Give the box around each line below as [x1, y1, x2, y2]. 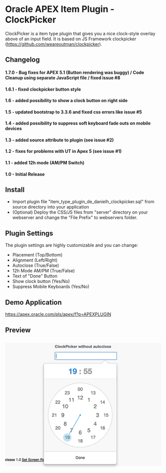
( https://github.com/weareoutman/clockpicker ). [5, 41, 103, 47]
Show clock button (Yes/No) [12, 278, 70, 284]
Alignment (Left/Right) [12, 257, 58, 263]
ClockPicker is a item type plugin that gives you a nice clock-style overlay [5, 30, 156, 36]
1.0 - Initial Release [5, 171, 45, 177]
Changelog [5, 56, 40, 64]
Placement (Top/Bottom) [12, 252, 63, 258]
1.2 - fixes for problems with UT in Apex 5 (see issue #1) [5, 148, 122, 154]
